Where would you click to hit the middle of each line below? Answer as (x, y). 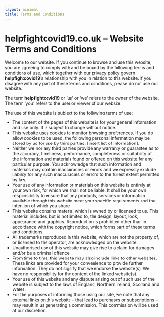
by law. (19, 180)
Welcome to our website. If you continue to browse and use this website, (78, 62)
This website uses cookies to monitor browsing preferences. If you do (82, 133)
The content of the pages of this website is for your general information (84, 122)
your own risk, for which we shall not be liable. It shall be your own (79, 190)
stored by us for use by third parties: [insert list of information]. (76, 144)
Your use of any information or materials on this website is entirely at (81, 185)
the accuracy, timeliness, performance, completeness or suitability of (82, 154)
